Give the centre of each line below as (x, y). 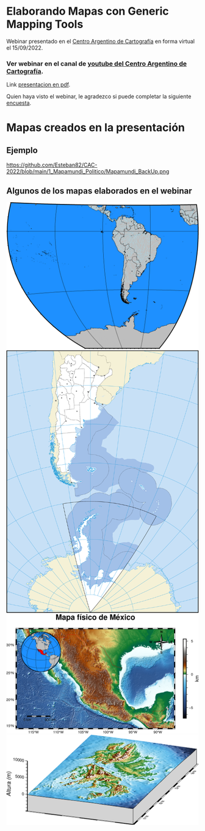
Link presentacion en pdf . (38, 85)
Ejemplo (22, 150)
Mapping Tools (45, 24)
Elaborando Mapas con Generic (88, 11)
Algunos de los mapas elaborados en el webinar (99, 191)
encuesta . (19, 103)
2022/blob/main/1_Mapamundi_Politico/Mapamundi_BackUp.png (88, 171)
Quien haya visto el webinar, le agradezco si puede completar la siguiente (99, 97)
